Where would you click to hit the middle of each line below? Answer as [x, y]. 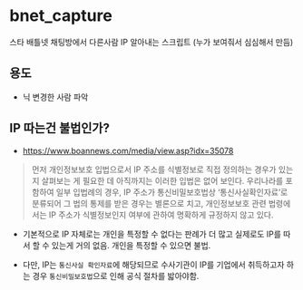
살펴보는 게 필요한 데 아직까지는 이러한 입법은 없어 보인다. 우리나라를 [162, 180]
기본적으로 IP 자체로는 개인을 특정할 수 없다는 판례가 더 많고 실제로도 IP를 [151, 234]
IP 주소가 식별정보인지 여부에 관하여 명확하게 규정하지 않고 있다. [161, 215]
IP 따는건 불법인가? [60, 128]
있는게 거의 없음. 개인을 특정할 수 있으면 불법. [131, 245]
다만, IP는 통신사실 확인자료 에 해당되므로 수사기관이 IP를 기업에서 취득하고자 [153, 265]
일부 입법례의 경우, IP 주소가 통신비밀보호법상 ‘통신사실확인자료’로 [172, 192]
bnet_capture [61, 16]
